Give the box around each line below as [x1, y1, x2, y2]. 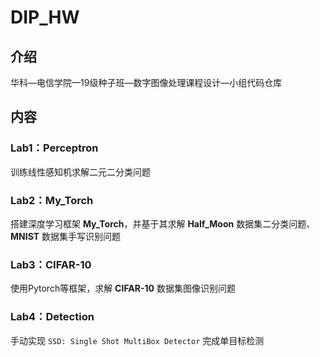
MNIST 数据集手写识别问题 [10, 230, 121, 242]
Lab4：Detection [10, 310, 95, 324]
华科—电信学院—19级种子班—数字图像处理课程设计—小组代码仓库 [10, 77, 283, 88]
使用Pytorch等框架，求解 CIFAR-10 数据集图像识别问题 [10, 282, 236, 295]
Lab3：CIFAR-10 [10, 257, 92, 271]
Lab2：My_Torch [10, 193, 94, 207]
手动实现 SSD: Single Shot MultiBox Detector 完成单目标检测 [10, 334, 265, 346]
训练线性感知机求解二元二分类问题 [10, 166, 151, 178]
